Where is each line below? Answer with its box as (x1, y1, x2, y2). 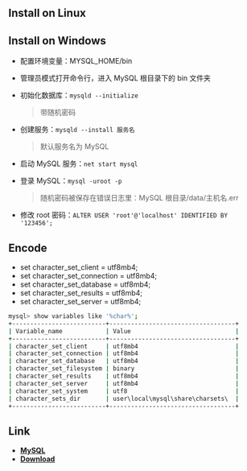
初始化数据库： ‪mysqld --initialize (19, 90, 138, 100)
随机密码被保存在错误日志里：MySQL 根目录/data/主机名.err (39, 193, 239, 203)
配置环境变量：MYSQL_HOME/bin (19, 56, 133, 66)
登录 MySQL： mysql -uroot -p (19, 176, 122, 186)
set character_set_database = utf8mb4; (19, 279, 151, 289)
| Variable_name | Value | (8, 327, 240, 335)
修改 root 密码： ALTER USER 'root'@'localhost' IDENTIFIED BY (19, 210, 228, 220)
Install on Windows (8, 34, 106, 48)
